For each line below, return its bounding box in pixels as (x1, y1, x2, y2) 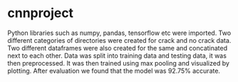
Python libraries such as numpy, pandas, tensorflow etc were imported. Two (7, 29, 232, 37)
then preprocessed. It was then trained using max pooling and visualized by (7, 58, 230, 67)
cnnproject (7, 5, 73, 21)
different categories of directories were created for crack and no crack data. (7, 36, 232, 44)
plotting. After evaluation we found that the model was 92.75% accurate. (7, 66, 221, 75)
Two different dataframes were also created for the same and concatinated (7, 43, 228, 52)
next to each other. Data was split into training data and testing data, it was (7, 51, 227, 60)
